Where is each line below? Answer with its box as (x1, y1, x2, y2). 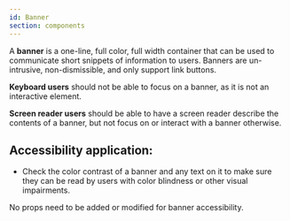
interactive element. (9, 90, 82, 102)
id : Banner (9, 12, 50, 22)
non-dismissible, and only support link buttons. (44, 64, 217, 75)
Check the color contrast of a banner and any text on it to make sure (21, 166, 272, 177)
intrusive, (9, 64, 43, 75)
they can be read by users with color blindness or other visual (21, 176, 248, 187)
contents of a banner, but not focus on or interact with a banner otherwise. (9, 117, 282, 128)
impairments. (21, 185, 71, 195)
